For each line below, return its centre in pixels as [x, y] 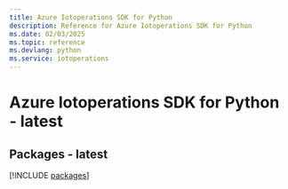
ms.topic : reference [48, 42]
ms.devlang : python [45, 51]
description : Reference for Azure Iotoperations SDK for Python [131, 26]
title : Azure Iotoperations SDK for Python [91, 17]
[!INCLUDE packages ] [49, 175]
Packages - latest [59, 154]
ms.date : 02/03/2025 [48, 34]
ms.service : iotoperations [59, 59]
